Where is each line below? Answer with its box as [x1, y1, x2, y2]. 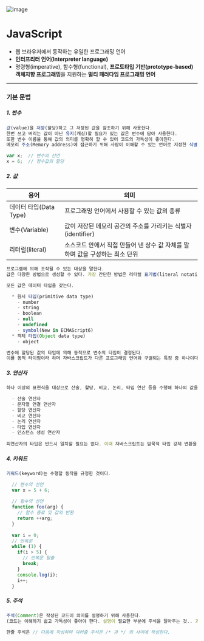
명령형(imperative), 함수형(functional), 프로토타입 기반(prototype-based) [15, 63, 194, 70]
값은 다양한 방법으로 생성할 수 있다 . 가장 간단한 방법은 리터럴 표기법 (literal [6, 271, 179, 278]
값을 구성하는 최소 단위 [76, 250, 138, 258]
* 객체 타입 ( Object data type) [12, 333, 86, 339]
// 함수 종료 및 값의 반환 [17, 510, 74, 516]
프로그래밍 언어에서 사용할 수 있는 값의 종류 [64, 207, 181, 215]
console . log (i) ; [17, 572, 59, 578]
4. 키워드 [6, 454, 28, 462]
